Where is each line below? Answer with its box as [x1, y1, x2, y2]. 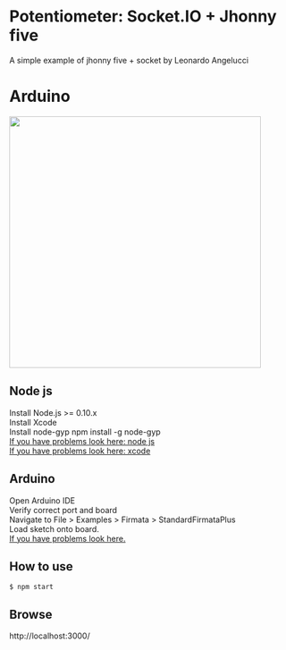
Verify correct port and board [9, 504, 118, 515]
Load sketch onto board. [9, 523, 100, 534]
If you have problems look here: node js [9, 435, 155, 446]
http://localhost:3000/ [9, 630, 91, 641]
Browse [9, 606, 53, 622]
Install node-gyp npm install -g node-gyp [9, 426, 161, 437]
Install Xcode [9, 417, 57, 427]
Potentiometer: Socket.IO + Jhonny [9, 6, 277, 27]
